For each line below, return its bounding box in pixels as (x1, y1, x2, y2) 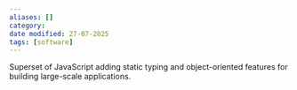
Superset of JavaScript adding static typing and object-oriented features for (9, 62, 288, 72)
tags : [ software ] (9, 37, 74, 47)
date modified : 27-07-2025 (9, 29, 109, 38)
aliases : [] (9, 12, 53, 22)
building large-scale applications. (9, 71, 132, 82)
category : (9, 21, 46, 30)
